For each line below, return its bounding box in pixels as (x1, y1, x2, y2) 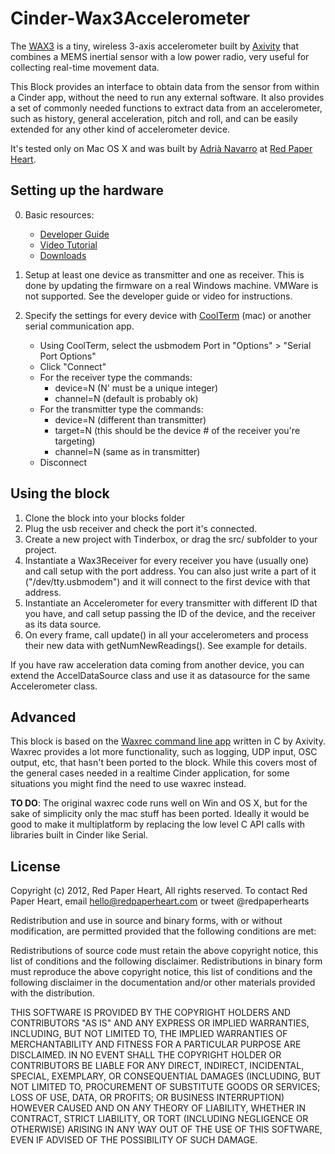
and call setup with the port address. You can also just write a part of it (24, 565, 317, 577)
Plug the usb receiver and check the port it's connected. (24, 522, 258, 534)
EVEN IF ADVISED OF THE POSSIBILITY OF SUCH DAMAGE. (10, 1134, 258, 1146)
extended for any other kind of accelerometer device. (10, 123, 231, 135)
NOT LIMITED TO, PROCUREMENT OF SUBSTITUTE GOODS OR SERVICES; (10, 1081, 321, 1093)
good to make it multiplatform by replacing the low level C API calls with (10, 818, 306, 831)
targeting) (54, 435, 96, 447)
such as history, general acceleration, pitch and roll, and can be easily (10, 112, 298, 124)
